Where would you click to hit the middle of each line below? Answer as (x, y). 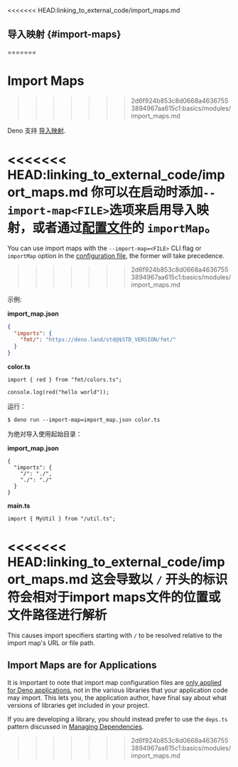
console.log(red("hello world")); (59, 392)
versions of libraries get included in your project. (79, 705)
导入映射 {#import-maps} (64, 35)
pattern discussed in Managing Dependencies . (76, 726)
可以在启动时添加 (153, 192)
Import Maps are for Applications (82, 665)
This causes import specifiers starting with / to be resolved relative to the (115, 635)
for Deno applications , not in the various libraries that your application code (118, 690)
